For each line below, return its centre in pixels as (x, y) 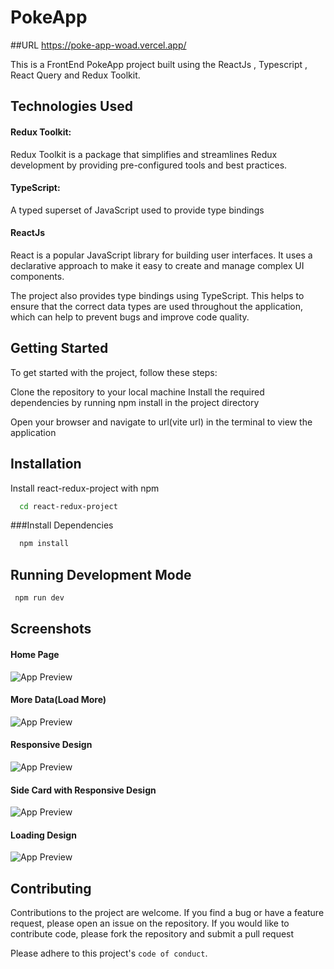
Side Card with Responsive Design (83, 790)
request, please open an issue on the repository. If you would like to (150, 923)
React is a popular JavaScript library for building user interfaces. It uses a (161, 255)
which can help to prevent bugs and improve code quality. (130, 317)
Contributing (51, 888)
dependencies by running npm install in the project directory (135, 402)
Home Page (35, 654)
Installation (46, 464)
